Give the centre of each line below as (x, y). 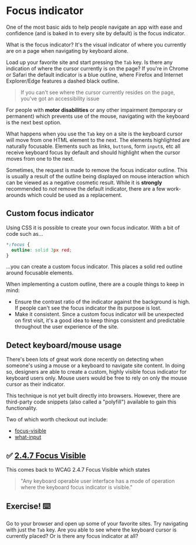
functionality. (22, 408)
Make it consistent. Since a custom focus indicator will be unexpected (99, 314)
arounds (16, 195)
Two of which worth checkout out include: (57, 419)
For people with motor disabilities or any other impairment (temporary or (94, 110)
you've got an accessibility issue (60, 99)
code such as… (25, 233)
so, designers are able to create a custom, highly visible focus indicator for (96, 372)
